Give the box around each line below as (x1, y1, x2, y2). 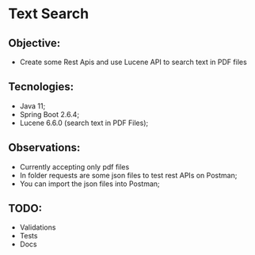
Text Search (8, 5, 89, 23)
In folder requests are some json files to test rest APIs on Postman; (19, 170, 238, 180)
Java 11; (19, 101, 46, 111)
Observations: (8, 141, 81, 154)
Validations (19, 223, 56, 232)
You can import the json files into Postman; (19, 179, 160, 188)
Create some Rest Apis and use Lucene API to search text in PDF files (19, 57, 247, 67)
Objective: (8, 36, 61, 50)
